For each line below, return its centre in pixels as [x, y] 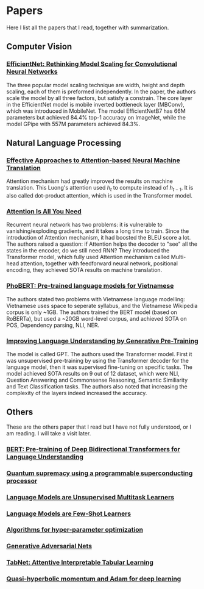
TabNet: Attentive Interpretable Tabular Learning [80, 563]
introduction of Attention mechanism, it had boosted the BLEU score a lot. [99, 238]
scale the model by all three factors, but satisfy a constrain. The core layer [100, 98]
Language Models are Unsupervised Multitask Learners [90, 497]
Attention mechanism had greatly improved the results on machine [90, 181]
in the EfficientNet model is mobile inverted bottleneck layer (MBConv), [95, 104]
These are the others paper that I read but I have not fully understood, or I [99, 427]
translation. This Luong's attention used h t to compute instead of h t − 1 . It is [100, 188]
